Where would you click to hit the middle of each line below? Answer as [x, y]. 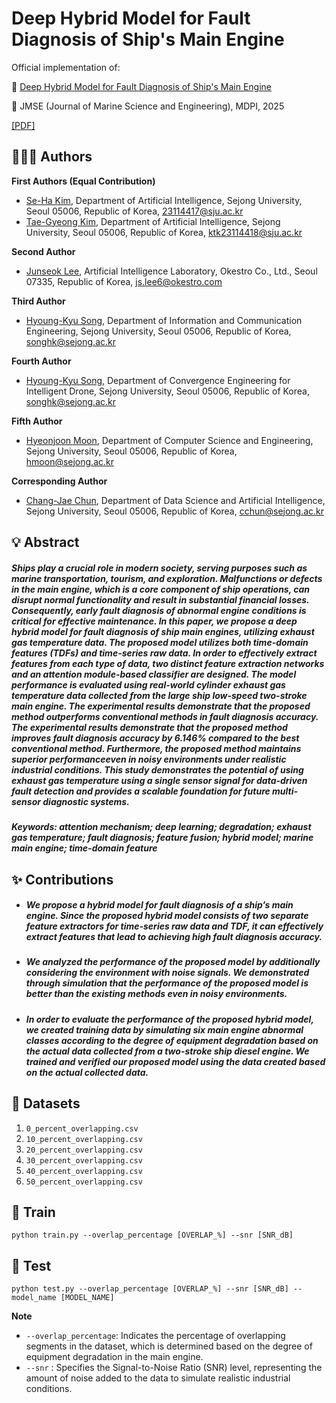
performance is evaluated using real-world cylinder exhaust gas [148, 684]
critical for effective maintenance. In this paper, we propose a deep [154, 621]
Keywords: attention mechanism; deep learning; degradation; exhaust [161, 827]
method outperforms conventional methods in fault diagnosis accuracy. [165, 716]
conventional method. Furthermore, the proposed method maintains [156, 748]
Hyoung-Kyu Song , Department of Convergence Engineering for [158, 380]
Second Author [43, 251]
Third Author [38, 301]
